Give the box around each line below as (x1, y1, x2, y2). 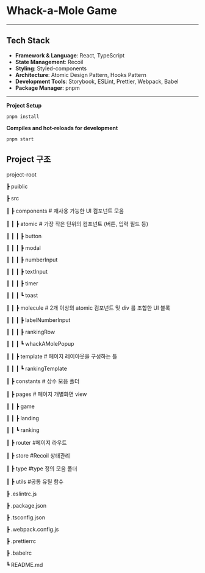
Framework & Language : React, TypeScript (15, 51, 125, 59)
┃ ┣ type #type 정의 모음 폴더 (6, 465, 77, 472)
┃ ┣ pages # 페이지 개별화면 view (6, 390, 87, 398)
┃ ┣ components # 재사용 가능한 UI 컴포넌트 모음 (6, 207, 124, 214)
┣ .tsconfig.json (6, 514, 46, 521)
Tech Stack (6, 35, 50, 46)
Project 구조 (6, 154, 51, 165)
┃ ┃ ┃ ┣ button (6, 232, 42, 239)
